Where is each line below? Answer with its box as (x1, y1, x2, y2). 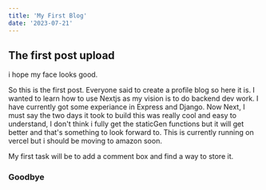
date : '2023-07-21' (8, 19, 73, 27)
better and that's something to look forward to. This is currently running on (8, 128, 254, 137)
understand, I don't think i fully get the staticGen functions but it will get (8, 119, 244, 129)
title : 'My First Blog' (8, 11, 88, 20)
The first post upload (8, 49, 115, 62)
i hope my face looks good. (8, 69, 98, 80)
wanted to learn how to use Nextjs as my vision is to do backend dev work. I (8, 93, 259, 104)
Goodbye (8, 172, 45, 183)
